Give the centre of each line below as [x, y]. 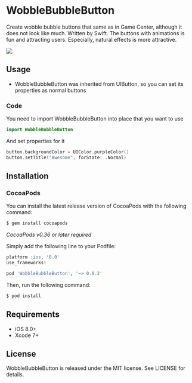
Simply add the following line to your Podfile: [61, 246]
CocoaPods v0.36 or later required [49, 235]
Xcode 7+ [27, 335]
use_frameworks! [26, 263]
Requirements [33, 315]
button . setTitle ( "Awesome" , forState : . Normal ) [66, 157]
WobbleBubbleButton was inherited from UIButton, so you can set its [99, 84]
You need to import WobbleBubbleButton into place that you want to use [95, 119]
